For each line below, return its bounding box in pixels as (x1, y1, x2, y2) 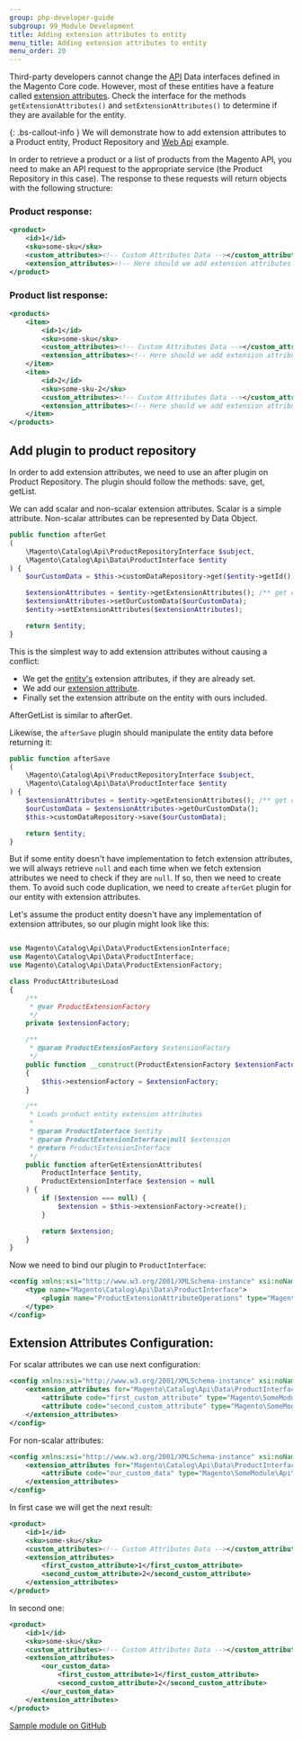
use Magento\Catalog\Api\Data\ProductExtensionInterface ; (9, 944, 231, 953)
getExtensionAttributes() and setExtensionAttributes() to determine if (9, 100, 278, 111)
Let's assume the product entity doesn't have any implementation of (9, 909, 262, 920)
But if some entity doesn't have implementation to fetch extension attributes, (9, 853, 293, 864)
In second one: (9, 1602, 65, 1613)
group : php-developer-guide (9, 13, 115, 23)
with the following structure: (9, 183, 113, 194)
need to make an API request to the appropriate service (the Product (9, 164, 263, 175)
